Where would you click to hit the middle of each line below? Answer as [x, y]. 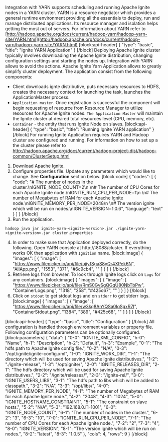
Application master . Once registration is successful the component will [86, 102]
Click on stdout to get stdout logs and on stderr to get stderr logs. [81, 296]
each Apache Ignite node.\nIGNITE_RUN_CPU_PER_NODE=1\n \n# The [85, 193]
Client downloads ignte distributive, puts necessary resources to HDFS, [86, 87]
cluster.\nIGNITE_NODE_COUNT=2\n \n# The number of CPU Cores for [86, 187]
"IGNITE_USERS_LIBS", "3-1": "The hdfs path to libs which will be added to [82, 380]
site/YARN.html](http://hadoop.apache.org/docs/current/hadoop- [73, 39]
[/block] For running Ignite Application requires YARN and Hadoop [80, 135]
